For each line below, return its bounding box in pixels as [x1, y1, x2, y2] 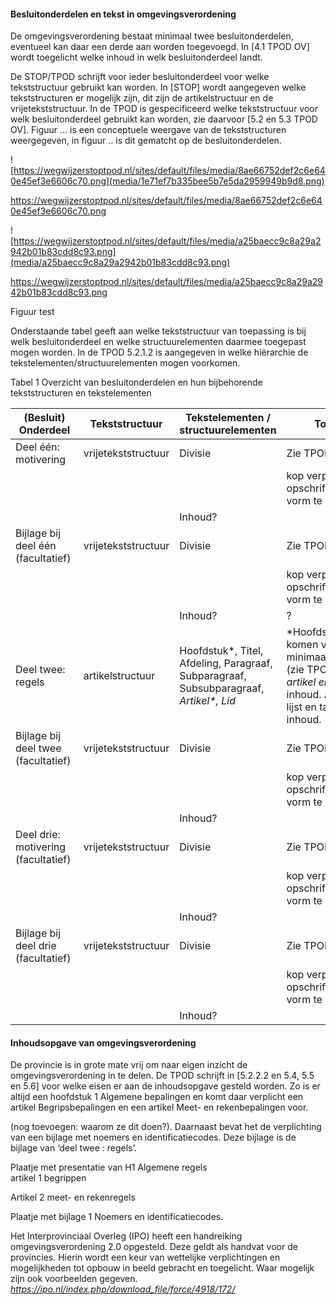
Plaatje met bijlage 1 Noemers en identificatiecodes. [10, 1211, 224, 1223]
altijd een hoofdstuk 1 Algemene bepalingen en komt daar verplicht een [10, 1091, 304, 1103]
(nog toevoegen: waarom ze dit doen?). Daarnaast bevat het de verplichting [10, 1121, 322, 1133]
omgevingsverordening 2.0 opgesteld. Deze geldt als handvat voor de [10, 1241, 298, 1253]
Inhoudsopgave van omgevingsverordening [10, 1036, 197, 1049]
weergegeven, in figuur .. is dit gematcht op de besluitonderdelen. [10, 135, 282, 147]
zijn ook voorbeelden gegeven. [10, 1273, 138, 1285]
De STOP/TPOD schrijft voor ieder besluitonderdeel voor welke [10, 71, 270, 83]
